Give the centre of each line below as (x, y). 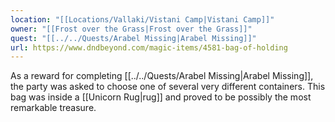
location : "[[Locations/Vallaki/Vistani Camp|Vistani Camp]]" (142, 19)
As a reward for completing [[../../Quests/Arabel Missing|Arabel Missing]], (162, 76)
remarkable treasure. (53, 108)
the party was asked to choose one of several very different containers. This (168, 87)
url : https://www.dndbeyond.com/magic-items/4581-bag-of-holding (149, 47)
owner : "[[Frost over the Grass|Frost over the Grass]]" (131, 29)
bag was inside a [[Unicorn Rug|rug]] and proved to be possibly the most (161, 97)
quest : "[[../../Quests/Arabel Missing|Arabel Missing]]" (133, 38)
